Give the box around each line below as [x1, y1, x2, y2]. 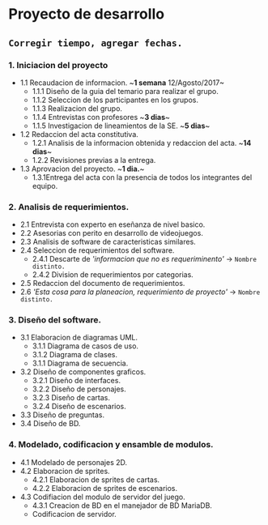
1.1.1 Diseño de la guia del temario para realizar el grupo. [32, 86, 219, 96]
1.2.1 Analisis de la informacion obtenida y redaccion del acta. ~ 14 [32, 138, 252, 147]
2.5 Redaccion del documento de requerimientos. [19, 279, 185, 288]
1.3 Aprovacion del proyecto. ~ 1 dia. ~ [19, 164, 145, 173]
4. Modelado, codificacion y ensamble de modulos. [8, 439, 214, 450]
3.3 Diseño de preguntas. [19, 410, 105, 420]
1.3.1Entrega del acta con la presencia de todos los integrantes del [32, 172, 253, 182]
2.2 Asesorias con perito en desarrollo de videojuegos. [19, 228, 204, 238]
